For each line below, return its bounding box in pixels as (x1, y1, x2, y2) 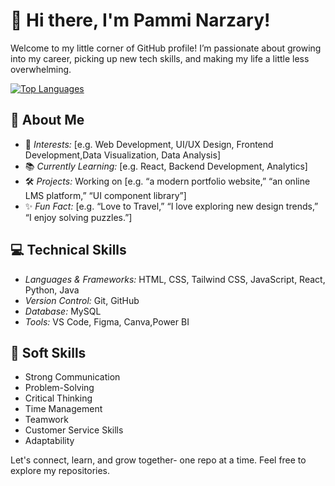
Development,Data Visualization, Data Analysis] (24, 149, 221, 161)
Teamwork (24, 414, 69, 426)
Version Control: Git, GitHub (24, 294, 140, 306)
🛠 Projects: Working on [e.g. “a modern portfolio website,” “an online (24, 175, 311, 187)
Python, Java (24, 284, 80, 296)
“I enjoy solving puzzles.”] (24, 211, 133, 223)
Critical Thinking (24, 392, 93, 404)
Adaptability (24, 435, 75, 447)
